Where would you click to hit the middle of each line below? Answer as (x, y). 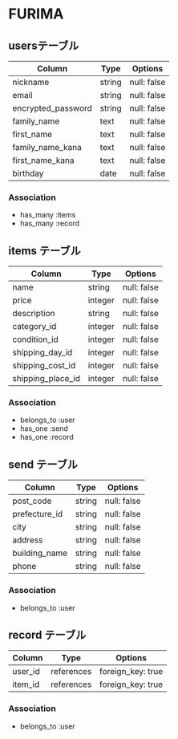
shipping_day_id (42, 352)
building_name (40, 553)
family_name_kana (47, 147)
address (28, 540)
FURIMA (36, 14)
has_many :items (48, 215)
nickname (31, 82)
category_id (34, 327)
